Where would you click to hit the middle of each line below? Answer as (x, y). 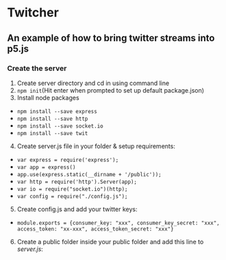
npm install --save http (52, 119)
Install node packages (48, 97)
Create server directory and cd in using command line (93, 83)
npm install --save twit (52, 133)
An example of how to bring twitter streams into (111, 38)
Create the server (37, 68)
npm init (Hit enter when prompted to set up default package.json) (110, 90)
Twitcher (33, 13)
